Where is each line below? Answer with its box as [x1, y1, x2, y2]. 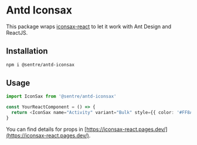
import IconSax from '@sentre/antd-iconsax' [6, 93, 117, 100]
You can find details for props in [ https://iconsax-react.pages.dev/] [6, 126, 168, 133]
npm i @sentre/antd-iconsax [6, 62, 75, 68]
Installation [6, 46, 48, 56]
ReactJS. [6, 29, 28, 36]
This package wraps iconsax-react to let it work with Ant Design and [6, 23, 172, 30]
